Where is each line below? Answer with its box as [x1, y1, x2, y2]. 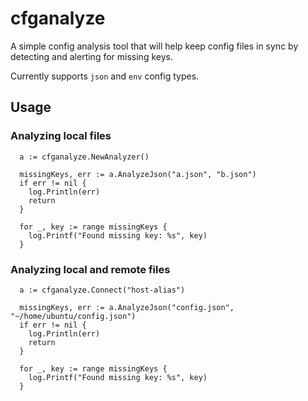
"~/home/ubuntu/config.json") [10, 311, 137, 321]
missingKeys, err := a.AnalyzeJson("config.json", [19, 302, 235, 312]
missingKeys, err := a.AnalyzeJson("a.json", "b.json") [19, 169, 257, 179]
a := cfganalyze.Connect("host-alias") [19, 285, 186, 295]
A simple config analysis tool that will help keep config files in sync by [10, 40, 299, 52]
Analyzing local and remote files [10, 262, 171, 276]
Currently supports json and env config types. [10, 70, 200, 82]
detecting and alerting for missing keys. [10, 50, 173, 62]
